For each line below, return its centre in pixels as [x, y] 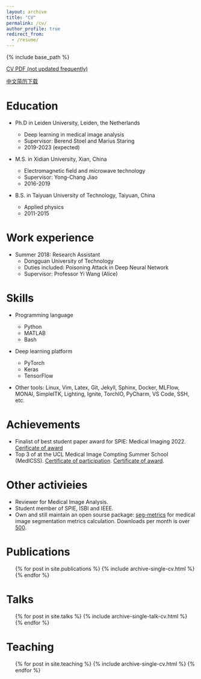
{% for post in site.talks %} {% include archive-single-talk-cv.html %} [101, 616]
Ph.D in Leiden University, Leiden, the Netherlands [77, 123]
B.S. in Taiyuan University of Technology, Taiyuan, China [85, 195]
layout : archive [26, 12]
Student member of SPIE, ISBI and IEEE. [64, 508]
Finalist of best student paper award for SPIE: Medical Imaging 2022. [100, 441]
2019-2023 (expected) [52, 147]
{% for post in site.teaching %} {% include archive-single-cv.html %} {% [105, 664]
